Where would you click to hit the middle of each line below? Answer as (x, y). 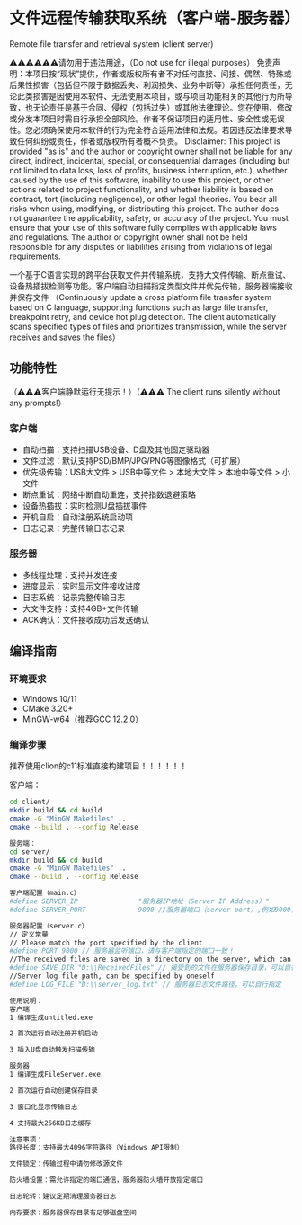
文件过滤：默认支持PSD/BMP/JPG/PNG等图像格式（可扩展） (133, 461)
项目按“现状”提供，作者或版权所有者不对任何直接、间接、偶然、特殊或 (162, 74)
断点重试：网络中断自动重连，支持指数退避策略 (109, 494)
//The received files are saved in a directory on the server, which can (151, 959)
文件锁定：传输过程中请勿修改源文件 (67, 1164)
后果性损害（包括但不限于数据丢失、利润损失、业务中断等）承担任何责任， (147, 84)
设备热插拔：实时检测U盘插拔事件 (84, 506)
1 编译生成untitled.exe (51, 1017)
